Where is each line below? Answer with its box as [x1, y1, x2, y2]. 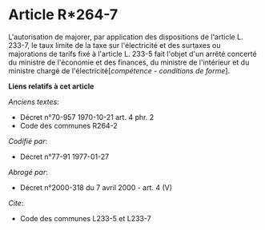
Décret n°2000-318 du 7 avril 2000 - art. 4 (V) [19, 182, 173, 192]
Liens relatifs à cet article [8, 81, 94, 91]
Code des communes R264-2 [19, 121, 118, 130]
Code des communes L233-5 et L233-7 [19, 213, 152, 223]
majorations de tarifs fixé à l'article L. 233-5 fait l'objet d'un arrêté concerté [8, 49, 258, 58]
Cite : [8, 198, 24, 208]
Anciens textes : [8, 97, 60, 106]
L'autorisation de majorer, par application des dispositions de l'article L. [8, 32, 243, 42]
